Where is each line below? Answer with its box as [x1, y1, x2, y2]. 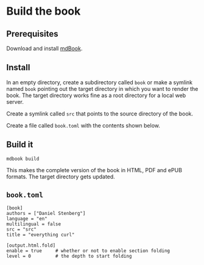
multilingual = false [6, 221, 62, 227]
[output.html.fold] [6, 242, 56, 249]
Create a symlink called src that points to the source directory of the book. [6, 110, 194, 117]
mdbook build [6, 156, 40, 162]
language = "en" [6, 216, 47, 222]
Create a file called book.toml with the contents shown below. [6, 122, 160, 129]
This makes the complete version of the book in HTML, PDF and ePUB [6, 166, 183, 173]
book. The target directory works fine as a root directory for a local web [6, 92, 186, 99]
